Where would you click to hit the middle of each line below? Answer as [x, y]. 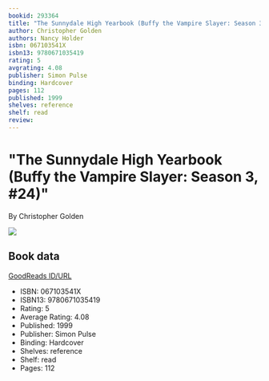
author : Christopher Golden [55, 30]
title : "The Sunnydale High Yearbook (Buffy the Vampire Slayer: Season [132, 23]
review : [21, 120]
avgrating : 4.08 [35, 68]
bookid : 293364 [34, 16]
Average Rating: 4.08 [54, 317]
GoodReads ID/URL [40, 276]
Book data [34, 256]
